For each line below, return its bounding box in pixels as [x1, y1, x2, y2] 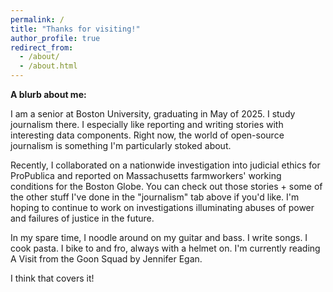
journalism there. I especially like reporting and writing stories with [10, 119, 284, 130]
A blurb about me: [10, 89, 87, 100]
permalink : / [10, 14, 65, 25]
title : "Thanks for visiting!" [10, 24, 141, 34]
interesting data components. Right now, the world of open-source [10, 129, 285, 141]
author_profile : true [10, 33, 101, 43]
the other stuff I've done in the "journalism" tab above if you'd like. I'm [10, 191, 300, 203]
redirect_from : [10, 42, 74, 53]
